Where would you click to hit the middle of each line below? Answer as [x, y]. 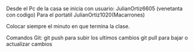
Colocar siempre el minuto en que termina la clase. [68, 26]
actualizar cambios [29, 44]
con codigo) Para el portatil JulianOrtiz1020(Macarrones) [75, 15]
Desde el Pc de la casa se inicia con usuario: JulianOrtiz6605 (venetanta [95, 9]
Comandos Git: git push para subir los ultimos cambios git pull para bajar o [97, 38]
